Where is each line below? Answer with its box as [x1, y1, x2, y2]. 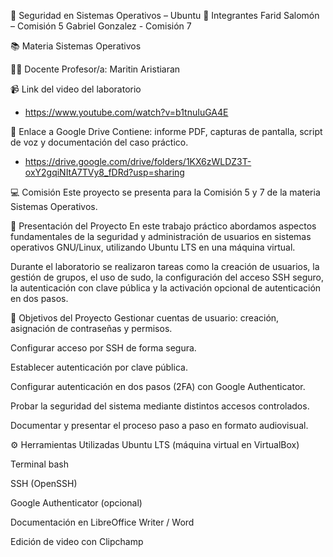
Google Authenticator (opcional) [10, 497, 143, 509]
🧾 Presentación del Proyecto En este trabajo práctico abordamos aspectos [10, 220, 317, 232]
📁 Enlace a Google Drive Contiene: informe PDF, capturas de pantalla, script [10, 126, 323, 137]
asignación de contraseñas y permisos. [10, 323, 173, 334]
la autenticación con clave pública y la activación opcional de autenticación [10, 282, 322, 294]
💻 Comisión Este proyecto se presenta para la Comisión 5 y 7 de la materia [10, 186, 321, 198]
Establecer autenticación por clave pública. [10, 361, 188, 373]
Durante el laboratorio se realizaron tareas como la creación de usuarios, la [10, 261, 320, 272]
